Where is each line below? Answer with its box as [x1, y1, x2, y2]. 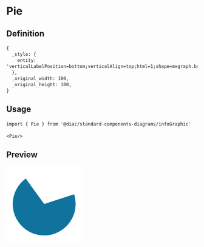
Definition [6, 29, 44, 39]
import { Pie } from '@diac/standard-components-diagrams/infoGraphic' [6, 121, 191, 127]
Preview [6, 150, 38, 160]
